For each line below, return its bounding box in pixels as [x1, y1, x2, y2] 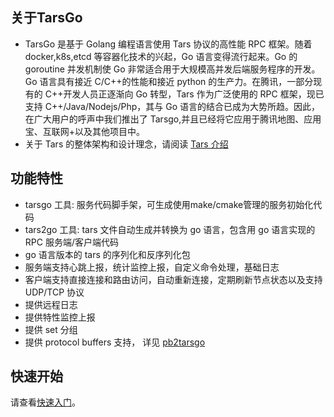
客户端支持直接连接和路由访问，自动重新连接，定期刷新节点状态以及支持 [24, 273, 323, 285]
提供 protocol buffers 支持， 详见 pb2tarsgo [24, 336, 206, 348]
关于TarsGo [10, 9, 83, 27]
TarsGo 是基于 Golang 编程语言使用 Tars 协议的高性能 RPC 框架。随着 [24, 38, 313, 50]
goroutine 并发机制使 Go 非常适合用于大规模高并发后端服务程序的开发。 [24, 63, 321, 75]
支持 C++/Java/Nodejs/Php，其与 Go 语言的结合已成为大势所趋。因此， [24, 100, 321, 112]
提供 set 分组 [24, 323, 78, 335]
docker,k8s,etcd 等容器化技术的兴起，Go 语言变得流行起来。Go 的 [24, 50, 298, 62]
